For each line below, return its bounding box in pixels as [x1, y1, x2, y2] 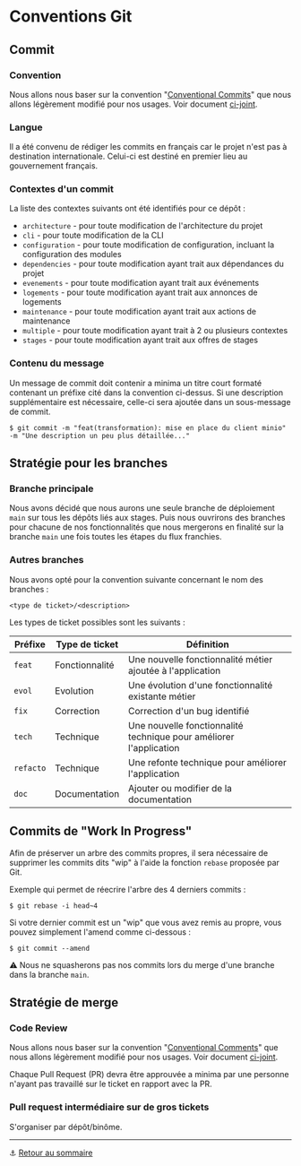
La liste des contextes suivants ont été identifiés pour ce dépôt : [9, 203, 246, 214]
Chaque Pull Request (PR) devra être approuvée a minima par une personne [9, 1069, 289, 1080]
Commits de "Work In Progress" [9, 824, 193, 839]
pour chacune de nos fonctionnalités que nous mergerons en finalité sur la [9, 522, 284, 532]
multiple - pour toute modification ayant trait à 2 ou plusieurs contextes [21, 325, 288, 336]
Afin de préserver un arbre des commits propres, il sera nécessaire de [9, 847, 269, 858]
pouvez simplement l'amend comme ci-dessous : [9, 926, 191, 937]
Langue [9, 121, 43, 134]
